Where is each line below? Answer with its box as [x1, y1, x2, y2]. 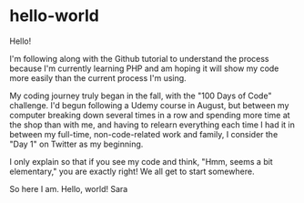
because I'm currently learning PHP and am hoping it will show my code [9, 63, 279, 74]
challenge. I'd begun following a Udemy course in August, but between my [9, 99, 289, 110]
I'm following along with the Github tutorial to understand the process [9, 53, 270, 64]
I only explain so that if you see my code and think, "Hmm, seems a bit [9, 156, 273, 167]
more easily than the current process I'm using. [9, 72, 187, 83]
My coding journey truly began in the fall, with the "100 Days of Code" [9, 90, 272, 101]
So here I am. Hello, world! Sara [9, 183, 128, 194]
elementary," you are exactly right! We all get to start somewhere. [9, 166, 255, 177]
